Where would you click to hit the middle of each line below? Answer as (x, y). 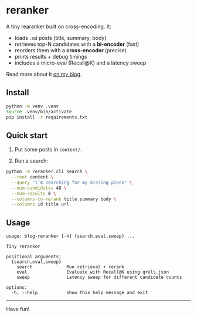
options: (17, 288)
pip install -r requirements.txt (47, 117)
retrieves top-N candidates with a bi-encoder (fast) (77, 44)
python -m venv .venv (33, 106)
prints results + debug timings (51, 56)
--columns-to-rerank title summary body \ (64, 199)
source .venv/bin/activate (39, 112)
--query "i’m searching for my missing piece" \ (72, 183)
